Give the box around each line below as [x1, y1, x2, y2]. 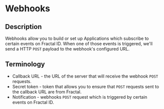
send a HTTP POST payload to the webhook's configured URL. [5, 46, 130, 52]
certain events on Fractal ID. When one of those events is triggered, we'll [5, 41, 153, 47]
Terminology [5, 60, 45, 69]
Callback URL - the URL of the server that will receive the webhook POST [12, 73, 159, 79]
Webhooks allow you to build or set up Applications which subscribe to [5, 35, 149, 41]
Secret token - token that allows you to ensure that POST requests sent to [12, 83, 159, 89]
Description [5, 23, 42, 31]
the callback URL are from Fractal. [12, 89, 82, 95]
